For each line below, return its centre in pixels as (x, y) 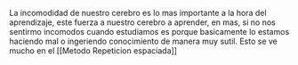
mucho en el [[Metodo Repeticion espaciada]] (93, 51)
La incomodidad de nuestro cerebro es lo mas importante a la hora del (138, 13)
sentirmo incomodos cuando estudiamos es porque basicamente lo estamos (149, 32)
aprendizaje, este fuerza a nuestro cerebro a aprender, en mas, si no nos (142, 22)
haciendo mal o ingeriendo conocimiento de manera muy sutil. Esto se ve (143, 41)
